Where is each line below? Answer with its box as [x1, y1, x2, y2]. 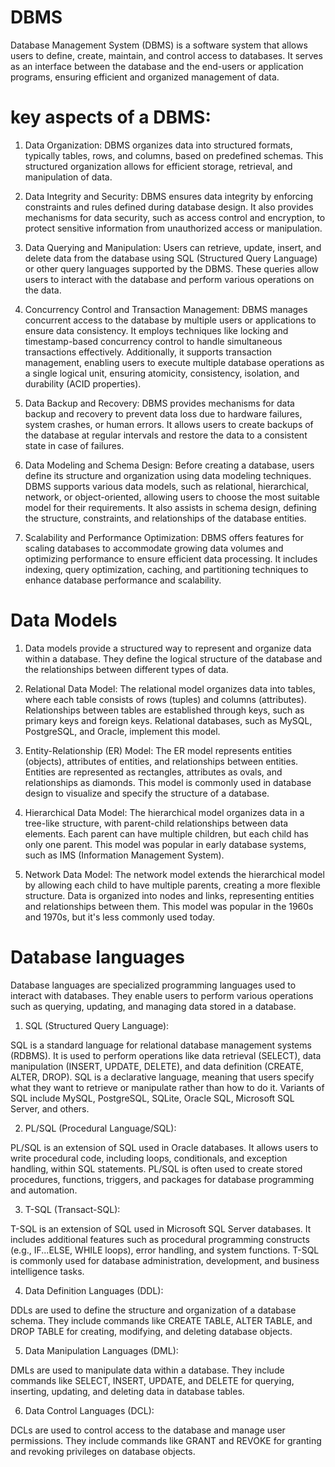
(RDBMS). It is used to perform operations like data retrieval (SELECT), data [10, 1049, 322, 1061]
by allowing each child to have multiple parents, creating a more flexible [24, 879, 321, 891]
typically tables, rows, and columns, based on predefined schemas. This [24, 149, 324, 161]
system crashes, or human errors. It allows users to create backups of [24, 418, 314, 430]
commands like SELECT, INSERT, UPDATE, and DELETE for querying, [10, 1374, 295, 1386]
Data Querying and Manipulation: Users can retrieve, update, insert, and [24, 241, 322, 253]
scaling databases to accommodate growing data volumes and [24, 542, 284, 554]
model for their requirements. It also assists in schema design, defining [24, 501, 317, 513]
